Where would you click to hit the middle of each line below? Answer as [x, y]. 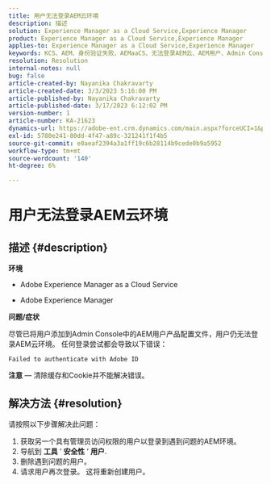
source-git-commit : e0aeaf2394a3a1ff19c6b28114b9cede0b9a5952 [115, 143]
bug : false [27, 76]
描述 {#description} [58, 247]
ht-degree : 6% [32, 166]
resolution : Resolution [48, 61]
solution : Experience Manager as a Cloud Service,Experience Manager [128, 31]
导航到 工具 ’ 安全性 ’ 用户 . [63, 451]
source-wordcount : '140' [50, 158]
